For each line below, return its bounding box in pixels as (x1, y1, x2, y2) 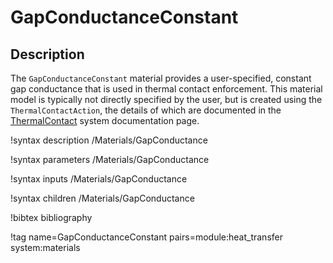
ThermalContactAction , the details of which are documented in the (10, 104, 282, 116)
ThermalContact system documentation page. (10, 115, 200, 126)
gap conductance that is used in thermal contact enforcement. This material (10, 83, 323, 95)
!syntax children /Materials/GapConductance (10, 192, 195, 204)
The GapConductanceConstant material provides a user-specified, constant (10, 72, 312, 84)
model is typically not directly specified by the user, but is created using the (10, 94, 323, 105)
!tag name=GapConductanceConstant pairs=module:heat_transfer (10, 231, 283, 243)
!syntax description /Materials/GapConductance (10, 134, 208, 146)
